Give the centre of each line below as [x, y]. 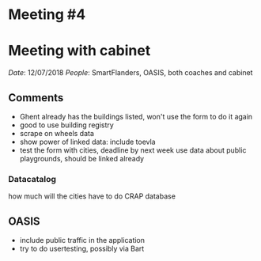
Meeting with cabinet [79, 51]
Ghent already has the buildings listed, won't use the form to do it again [136, 116]
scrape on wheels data [57, 133]
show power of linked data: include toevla [87, 142]
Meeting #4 [47, 15]
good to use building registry [67, 125]
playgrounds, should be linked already [82, 158]
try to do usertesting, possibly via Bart [82, 249]
